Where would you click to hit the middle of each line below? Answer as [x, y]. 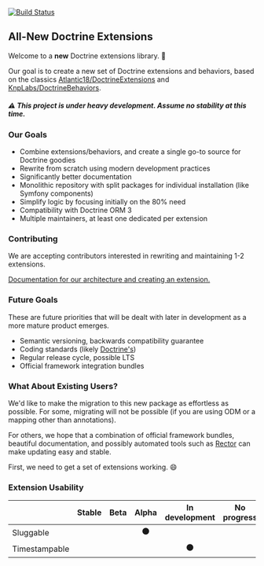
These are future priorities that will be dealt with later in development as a [127, 317]
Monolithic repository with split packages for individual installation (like [134, 186]
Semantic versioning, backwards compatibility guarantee [112, 340]
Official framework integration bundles [82, 366]
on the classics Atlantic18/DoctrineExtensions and [89, 79]
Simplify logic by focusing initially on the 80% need [103, 202]
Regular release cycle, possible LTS [77, 357]
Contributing [33, 239]
